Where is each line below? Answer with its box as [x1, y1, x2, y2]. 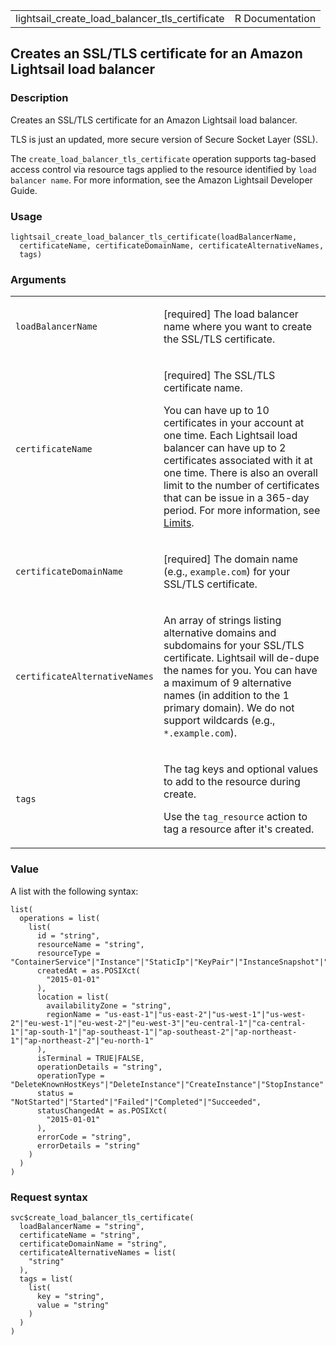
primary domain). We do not [163, 701, 295, 715]
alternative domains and [163, 626, 277, 640]
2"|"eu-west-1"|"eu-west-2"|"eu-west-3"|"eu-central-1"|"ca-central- [10, 1018, 307, 1028]
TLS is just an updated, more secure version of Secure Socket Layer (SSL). [10, 133, 319, 145]
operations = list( [19, 913, 101, 923]
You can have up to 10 [163, 404, 270, 418]
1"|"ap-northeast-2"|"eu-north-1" [10, 1035, 155, 1046]
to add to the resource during [163, 775, 301, 789]
